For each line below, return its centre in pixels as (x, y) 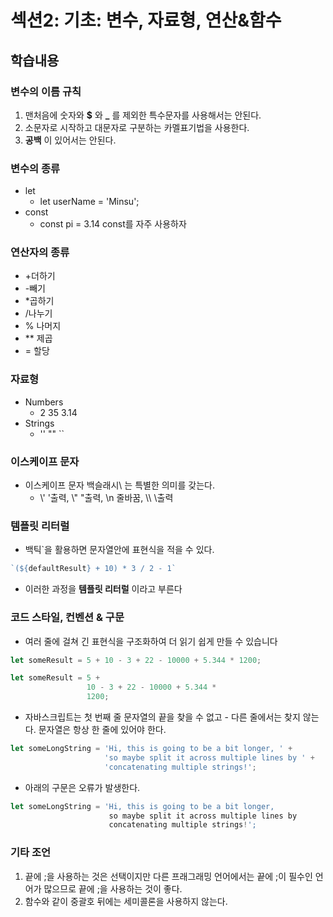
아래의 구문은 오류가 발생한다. (82, 787)
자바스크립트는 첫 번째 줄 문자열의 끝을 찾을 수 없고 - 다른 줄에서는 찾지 (162, 717)
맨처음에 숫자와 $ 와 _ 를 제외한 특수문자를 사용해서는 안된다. (143, 115)
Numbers (44, 402)
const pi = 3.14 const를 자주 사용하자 (113, 224)
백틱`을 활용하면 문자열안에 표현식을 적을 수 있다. (119, 550)
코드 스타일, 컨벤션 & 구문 (67, 618)
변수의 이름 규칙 (46, 91)
